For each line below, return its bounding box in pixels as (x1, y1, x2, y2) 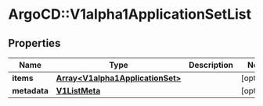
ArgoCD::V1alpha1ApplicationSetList (8, 5, 252, 23)
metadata (12, 86, 49, 96)
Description (189, 60, 233, 70)
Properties (8, 37, 61, 50)
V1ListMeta (56, 86, 101, 96)
